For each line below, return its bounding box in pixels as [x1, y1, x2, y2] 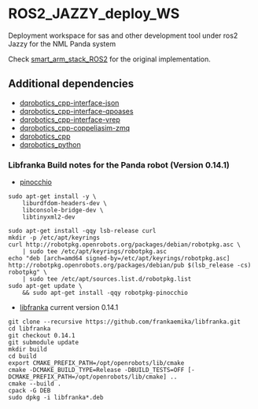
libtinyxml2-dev [22, 213, 76, 221]
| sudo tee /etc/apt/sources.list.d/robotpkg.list [22, 275, 192, 283]
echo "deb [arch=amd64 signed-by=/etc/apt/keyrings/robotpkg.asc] [8, 255, 230, 263]
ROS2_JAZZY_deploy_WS [8, 5, 180, 23]
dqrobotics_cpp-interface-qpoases [19, 106, 134, 116]
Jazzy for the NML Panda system [8, 39, 116, 48]
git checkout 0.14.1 [8, 332, 76, 340]
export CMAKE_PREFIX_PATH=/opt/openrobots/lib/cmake [8, 359, 185, 367]
